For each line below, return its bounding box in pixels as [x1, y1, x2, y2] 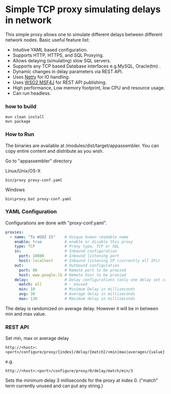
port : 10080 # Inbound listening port [18, 253, 120, 259]
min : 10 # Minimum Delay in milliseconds [18, 287, 136, 292]
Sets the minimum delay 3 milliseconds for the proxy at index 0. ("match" [5, 377, 158, 384]
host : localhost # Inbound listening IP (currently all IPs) [18, 258, 160, 264]
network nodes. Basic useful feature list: [5, 37, 90, 43]
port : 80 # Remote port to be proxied [18, 267, 126, 273]
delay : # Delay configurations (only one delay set [14, 277, 160, 282]
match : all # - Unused [18, 282, 88, 287]
